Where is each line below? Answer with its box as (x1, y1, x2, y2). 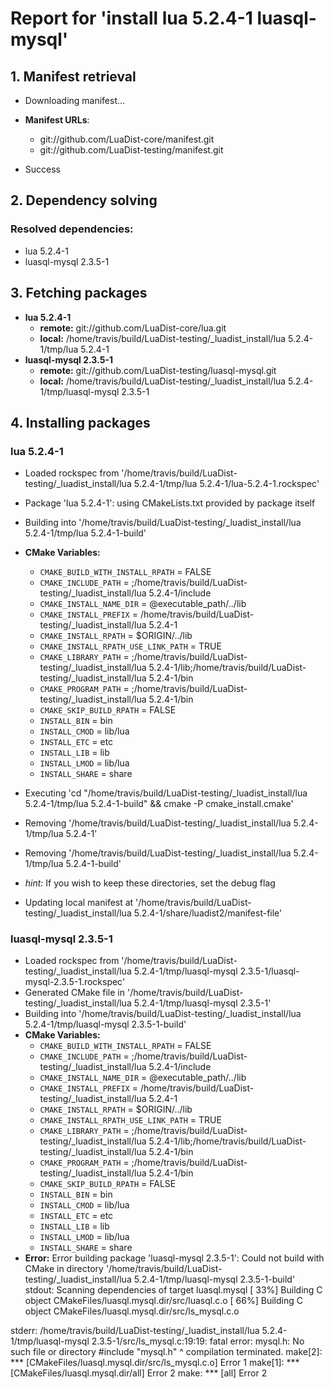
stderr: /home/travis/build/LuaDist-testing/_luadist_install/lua (10, 1325, 260, 1337)
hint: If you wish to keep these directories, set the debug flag (24, 877, 276, 889)
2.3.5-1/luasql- (239, 965, 300, 977)
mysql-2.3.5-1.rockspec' (24, 976, 126, 988)
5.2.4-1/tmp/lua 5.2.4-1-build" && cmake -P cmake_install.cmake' (24, 798, 294, 810)
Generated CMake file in (24, 987, 126, 999)
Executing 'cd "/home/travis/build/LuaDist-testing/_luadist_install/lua (24, 787, 308, 799)
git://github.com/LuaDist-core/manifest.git (39, 133, 215, 145)
